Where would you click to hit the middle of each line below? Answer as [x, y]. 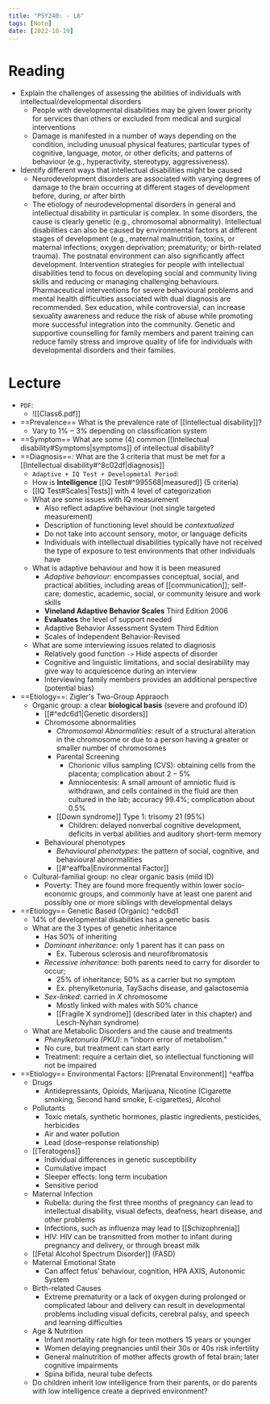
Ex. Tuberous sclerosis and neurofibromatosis [132, 954]
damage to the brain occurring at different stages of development [141, 187]
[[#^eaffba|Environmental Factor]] [112, 868]
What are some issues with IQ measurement [105, 499]
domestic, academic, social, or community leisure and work [162, 594]
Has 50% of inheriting [81, 937]
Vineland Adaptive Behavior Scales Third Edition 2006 [136, 611]
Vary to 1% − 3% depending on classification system [119, 431]
